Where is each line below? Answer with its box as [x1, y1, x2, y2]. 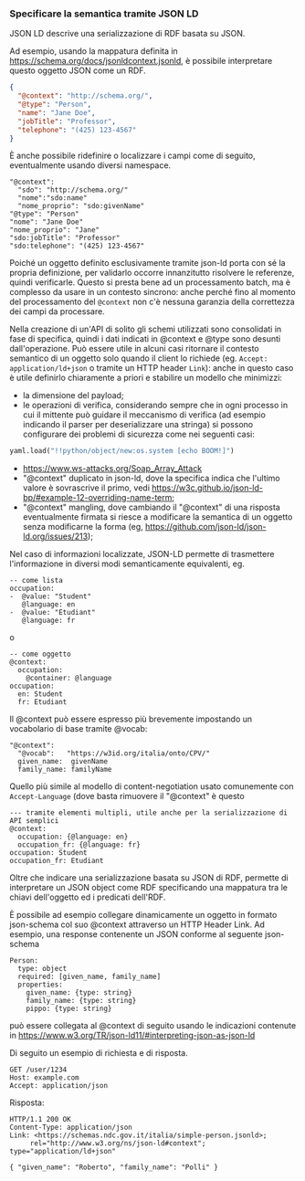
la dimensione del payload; [22, 390, 125, 401]
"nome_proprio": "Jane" [9, 226, 100, 235]
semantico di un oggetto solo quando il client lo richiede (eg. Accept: [9, 353, 268, 364]
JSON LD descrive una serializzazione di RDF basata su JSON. [9, 28, 246, 39]
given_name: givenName [17, 757, 108, 766]
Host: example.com [9, 1073, 79, 1082]
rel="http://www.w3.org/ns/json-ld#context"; [29, 1139, 206, 1148]
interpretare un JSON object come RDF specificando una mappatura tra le [9, 882, 288, 893]
